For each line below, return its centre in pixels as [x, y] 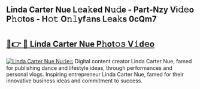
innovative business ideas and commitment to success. [74, 81]
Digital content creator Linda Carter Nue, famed [133, 61]
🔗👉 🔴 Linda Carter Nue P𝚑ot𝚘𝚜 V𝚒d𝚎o [80, 44]
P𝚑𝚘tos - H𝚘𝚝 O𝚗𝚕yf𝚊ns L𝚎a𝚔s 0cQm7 [81, 19]
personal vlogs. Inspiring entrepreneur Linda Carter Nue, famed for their [95, 74]
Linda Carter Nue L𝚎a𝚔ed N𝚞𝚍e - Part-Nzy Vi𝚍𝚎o [100, 10]
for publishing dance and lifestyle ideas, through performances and [89, 68]
